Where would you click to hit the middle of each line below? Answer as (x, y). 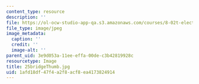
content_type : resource (36, 12)
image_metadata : (26, 34)
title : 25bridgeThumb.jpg (38, 67)
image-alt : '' (29, 50)
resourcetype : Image (32, 61)
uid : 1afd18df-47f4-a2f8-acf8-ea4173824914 (61, 72)
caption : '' (26, 39)
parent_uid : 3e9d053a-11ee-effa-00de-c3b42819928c (70, 56)
